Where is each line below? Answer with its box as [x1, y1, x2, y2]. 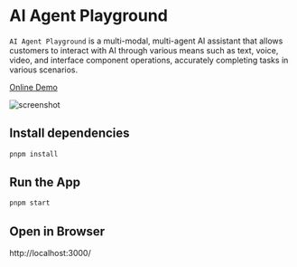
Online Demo [9, 81, 59, 92]
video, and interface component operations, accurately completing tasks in [9, 54, 289, 65]
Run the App [9, 175, 81, 190]
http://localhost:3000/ [9, 248, 92, 259]
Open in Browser [9, 224, 106, 239]
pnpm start [9, 198, 51, 208]
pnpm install [9, 149, 59, 158]
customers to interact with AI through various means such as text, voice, [9, 44, 279, 55]
